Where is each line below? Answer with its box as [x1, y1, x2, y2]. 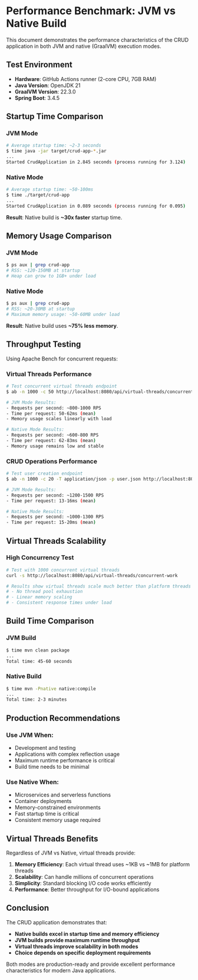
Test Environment [6, 60, 72, 70]
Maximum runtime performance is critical [14, 756, 115, 764]
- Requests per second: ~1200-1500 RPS [6, 492, 104, 498]
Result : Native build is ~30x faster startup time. [6, 214, 123, 221]
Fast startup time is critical [14, 810, 80, 817]
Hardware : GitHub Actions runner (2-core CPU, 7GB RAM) [14, 75, 157, 82]
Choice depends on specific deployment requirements [14, 949, 151, 956]
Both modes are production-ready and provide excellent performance [6, 960, 176, 968]
